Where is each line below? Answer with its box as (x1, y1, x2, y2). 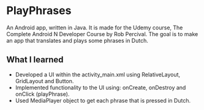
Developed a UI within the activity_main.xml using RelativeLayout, (15, 71, 181, 78)
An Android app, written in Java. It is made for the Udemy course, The (6, 24, 183, 31)
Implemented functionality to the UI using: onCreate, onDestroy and (15, 84, 186, 91)
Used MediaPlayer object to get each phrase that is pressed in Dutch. (15, 97, 191, 104)
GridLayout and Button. (15, 77, 74, 84)
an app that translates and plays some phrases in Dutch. (6, 37, 149, 44)
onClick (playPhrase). (15, 90, 70, 98)
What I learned (6, 54, 64, 65)
